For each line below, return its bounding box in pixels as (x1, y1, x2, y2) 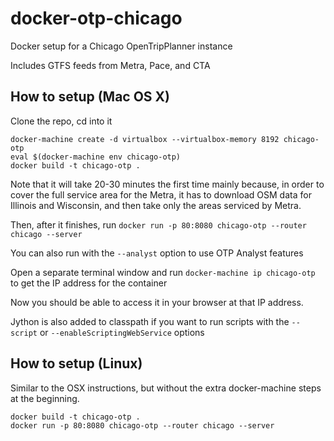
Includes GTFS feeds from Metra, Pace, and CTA (10, 59, 211, 71)
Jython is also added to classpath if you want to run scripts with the (10, 315, 290, 327)
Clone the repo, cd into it (10, 115, 113, 127)
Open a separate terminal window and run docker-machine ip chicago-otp (10, 266, 316, 278)
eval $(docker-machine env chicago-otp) (10, 152, 182, 162)
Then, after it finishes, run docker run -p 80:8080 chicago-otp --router (10, 218, 307, 231)
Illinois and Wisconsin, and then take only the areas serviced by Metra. (10, 199, 302, 211)
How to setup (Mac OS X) (10, 88, 171, 106)
